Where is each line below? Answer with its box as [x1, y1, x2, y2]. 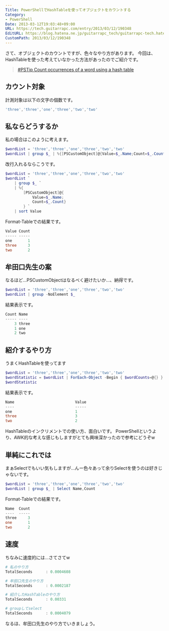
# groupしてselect [5, 606, 42, 611]
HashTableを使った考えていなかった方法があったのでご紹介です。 [5, 56, 141, 62]
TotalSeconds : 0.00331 [5, 597, 66, 602]
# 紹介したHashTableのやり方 [5, 592, 60, 597]
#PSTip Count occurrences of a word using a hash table [17, 66, 134, 72]
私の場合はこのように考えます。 [5, 137, 71, 143]
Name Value [5, 399, 87, 404]
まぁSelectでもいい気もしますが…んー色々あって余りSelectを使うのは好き [5, 465, 158, 471]
